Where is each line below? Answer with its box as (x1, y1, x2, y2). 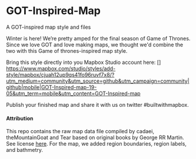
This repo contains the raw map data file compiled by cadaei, (6, 128, 155, 135)
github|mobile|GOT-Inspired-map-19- (6, 83, 97, 90)
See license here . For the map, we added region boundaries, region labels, (6, 140, 187, 147)
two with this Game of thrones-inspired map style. (6, 47, 128, 54)
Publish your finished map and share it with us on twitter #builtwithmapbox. (6, 101, 190, 108)
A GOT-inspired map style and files (6, 23, 91, 31)
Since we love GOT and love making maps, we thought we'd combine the (6, 41, 184, 48)
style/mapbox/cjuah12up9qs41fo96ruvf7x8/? (6, 71, 115, 78)
